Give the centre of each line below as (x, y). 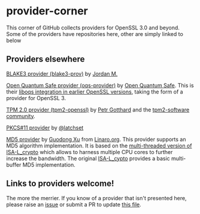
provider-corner (47, 11)
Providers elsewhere (46, 59)
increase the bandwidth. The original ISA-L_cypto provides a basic (88, 158)
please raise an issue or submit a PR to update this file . (74, 204)
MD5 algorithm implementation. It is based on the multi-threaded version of (99, 146)
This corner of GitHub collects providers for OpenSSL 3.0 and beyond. (93, 28)
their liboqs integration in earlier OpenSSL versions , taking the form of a (95, 92)
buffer (14, 165)
